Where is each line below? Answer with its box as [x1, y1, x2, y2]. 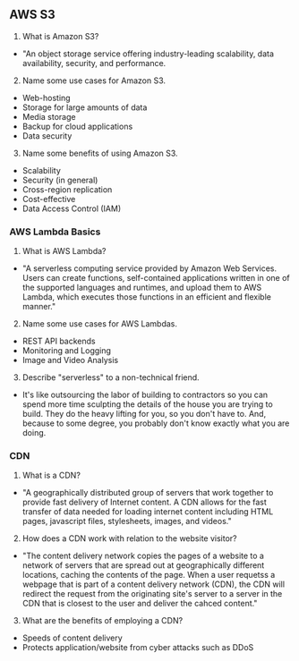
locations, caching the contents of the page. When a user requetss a [21, 570, 276, 580]
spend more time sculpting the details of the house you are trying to [21, 399, 273, 410]
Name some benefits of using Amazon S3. [21, 148, 178, 158]
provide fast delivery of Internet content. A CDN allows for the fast [21, 496, 267, 508]
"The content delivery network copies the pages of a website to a [21, 550, 264, 562]
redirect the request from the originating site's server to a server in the [21, 589, 283, 599]
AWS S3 [9, 7, 56, 22]
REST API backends [21, 335, 96, 347]
